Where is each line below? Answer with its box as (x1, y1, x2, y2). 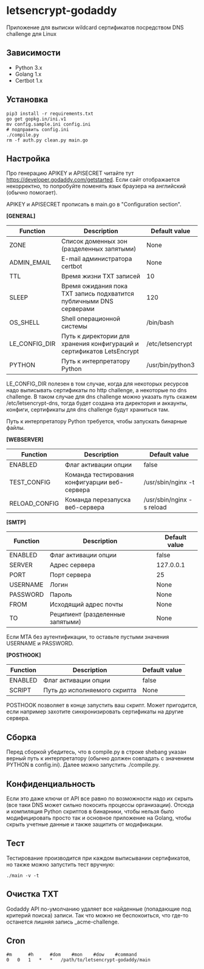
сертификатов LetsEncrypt (61, 347, 140, 356)
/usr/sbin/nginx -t (143, 478, 195, 486)
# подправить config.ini (6, 126, 69, 132)
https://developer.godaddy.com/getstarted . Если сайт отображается (6, 176, 180, 183)
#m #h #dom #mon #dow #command (6, 951, 137, 958)
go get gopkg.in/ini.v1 (6, 116, 67, 122)
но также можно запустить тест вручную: (6, 860, 115, 868)
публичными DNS (61, 297, 114, 305)
